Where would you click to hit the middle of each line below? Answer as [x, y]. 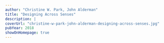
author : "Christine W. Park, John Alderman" [51, 10]
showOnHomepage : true [27, 33]
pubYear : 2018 [20, 28]
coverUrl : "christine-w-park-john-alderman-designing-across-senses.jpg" [82, 23]
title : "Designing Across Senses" [41, 14]
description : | [21, 19]
